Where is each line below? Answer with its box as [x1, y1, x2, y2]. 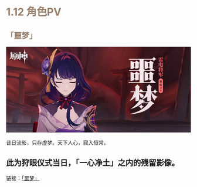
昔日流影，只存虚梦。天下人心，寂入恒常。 [6, 139, 109, 146]
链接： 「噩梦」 [6, 174, 40, 182]
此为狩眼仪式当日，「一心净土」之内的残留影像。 [6, 158, 180, 168]
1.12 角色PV [6, 5, 62, 19]
